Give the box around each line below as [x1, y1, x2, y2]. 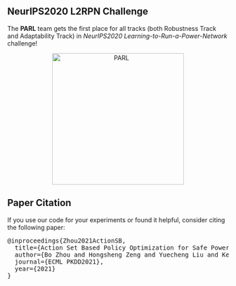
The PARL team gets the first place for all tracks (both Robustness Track [7, 24, 216, 32]
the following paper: [7, 223, 65, 231]
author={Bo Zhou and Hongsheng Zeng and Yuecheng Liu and [14, 250, 219, 259]
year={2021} [14, 264, 56, 273]
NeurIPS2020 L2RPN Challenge [7, 6, 149, 18]
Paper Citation [7, 197, 72, 209]
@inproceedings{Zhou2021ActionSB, [7, 236, 126, 245]
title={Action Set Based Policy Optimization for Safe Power [14, 243, 230, 252]
